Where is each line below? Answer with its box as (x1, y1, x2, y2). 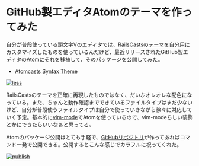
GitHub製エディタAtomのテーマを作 (6, 5, 182, 19)
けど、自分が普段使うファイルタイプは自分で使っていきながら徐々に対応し (6, 106, 187, 113)
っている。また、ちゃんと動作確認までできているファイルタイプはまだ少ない (6, 98, 193, 106)
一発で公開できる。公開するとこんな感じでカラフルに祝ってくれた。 (16, 141, 182, 148)
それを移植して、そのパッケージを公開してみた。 (44, 56, 163, 63)
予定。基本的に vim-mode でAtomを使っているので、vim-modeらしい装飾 (16, 113, 193, 120)
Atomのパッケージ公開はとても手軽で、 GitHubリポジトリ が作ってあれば (6, 133, 181, 141)
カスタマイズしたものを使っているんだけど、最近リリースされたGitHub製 (6, 48, 184, 55)
